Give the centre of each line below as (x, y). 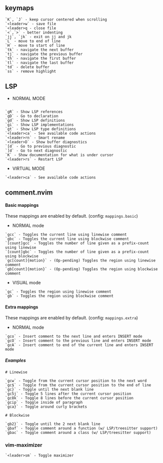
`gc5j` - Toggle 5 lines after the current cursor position (68, 394)
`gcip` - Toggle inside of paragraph (44, 403)
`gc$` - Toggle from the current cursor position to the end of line (78, 385)
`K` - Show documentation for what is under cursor (59, 155)
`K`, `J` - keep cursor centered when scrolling (56, 19)
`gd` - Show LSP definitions (35, 120)
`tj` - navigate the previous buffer (44, 54)
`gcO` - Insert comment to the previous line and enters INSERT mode (78, 341)
